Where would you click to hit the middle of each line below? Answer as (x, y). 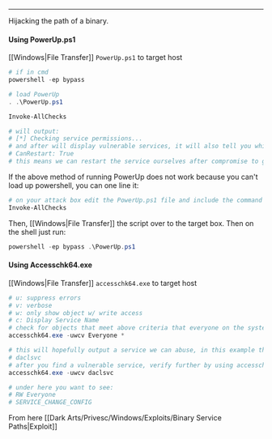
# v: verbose (30, 305)
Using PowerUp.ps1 (42, 39)
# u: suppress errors (45, 298)
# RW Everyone (32, 395)
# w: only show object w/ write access (76, 313)
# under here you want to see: (61, 387)
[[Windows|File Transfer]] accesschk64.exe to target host (102, 283)
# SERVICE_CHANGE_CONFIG (50, 403)
